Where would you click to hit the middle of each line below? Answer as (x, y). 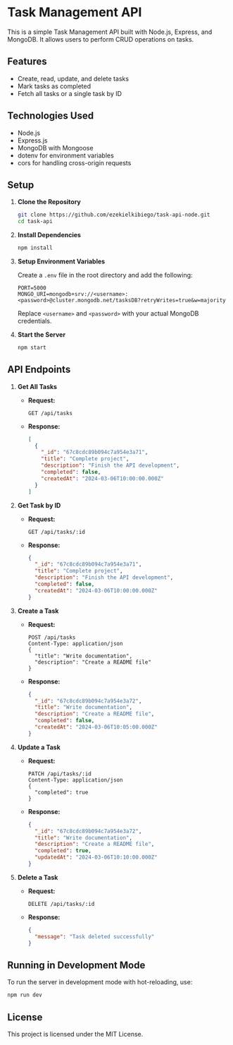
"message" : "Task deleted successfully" (94, 936)
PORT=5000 (32, 288)
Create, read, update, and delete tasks (73, 78)
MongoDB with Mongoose (55, 148)
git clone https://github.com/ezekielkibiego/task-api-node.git (114, 215)
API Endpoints (39, 370)
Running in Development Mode (76, 965)
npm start (32, 347)
